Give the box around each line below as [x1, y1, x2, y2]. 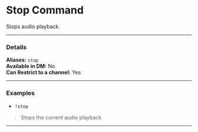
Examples [6, 89, 35, 97]
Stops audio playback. [6, 23, 60, 30]
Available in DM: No [6, 63, 55, 70]
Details [6, 43, 27, 51]
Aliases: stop [6, 56, 39, 63]
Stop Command [6, 4, 84, 17]
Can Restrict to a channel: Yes [6, 69, 81, 76]
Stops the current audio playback [20, 114, 102, 121]
